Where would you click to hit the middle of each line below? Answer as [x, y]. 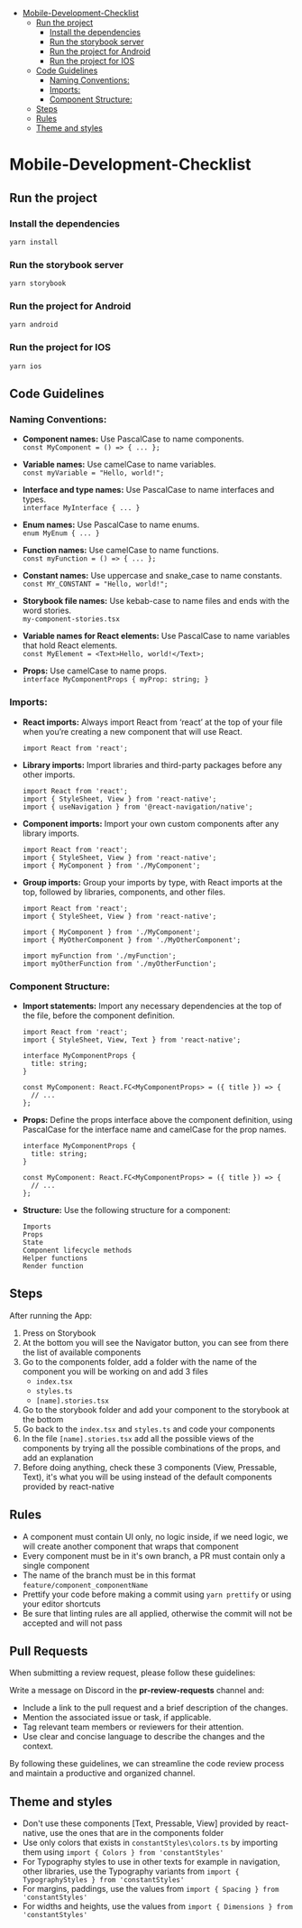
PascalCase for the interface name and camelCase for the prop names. [154, 1130]
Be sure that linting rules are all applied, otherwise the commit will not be [157, 1613]
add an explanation [58, 1458]
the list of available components [82, 1352]
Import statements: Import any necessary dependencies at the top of [152, 1006]
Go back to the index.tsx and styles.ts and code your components [149, 1429]
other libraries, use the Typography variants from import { [131, 1871]
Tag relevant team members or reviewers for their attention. [133, 1727]
